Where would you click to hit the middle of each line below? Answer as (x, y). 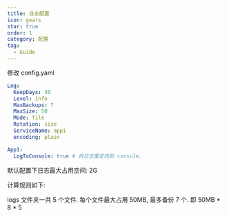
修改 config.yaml (31, 73)
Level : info (31, 98)
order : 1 (20, 33)
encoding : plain (37, 137)
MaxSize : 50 (31, 111)
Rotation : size (35, 124)
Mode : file (29, 118)
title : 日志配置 (28, 13)
